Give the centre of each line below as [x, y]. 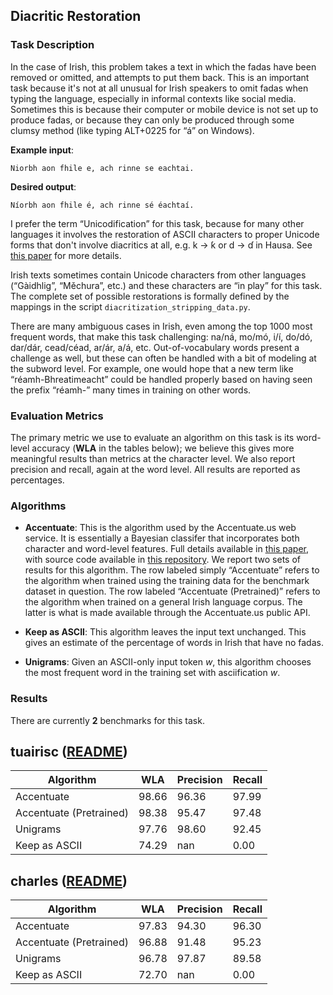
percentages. [37, 480]
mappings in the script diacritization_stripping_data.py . [130, 306]
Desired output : [43, 186]
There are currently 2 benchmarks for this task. [107, 720]
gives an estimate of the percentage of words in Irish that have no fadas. [174, 643]
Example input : [42, 150]
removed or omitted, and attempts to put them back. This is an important [160, 77]
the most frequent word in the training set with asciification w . [152, 673]
